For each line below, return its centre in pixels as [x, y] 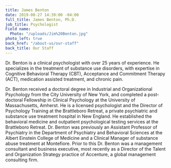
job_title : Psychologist [32, 24]
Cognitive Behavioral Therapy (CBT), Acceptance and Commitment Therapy [85, 73]
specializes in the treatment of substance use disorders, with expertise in [82, 68]
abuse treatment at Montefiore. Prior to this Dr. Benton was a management [84, 143]
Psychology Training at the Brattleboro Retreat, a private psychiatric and [81, 111]
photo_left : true [24, 39]
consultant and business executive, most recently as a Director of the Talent [85, 149]
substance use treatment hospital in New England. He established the [79, 116]
